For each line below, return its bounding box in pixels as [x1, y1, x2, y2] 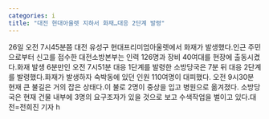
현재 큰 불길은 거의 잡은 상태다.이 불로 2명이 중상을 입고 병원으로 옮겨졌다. [8, 81, 239, 92]
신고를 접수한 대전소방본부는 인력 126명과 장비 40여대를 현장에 [35, 52, 233, 61]
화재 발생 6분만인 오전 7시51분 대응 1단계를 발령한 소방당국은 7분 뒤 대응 [16, 61, 243, 72]
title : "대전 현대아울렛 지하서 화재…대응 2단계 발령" [8, 19, 165, 27]
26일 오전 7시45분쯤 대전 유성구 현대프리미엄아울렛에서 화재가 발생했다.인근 [8, 42, 247, 52]
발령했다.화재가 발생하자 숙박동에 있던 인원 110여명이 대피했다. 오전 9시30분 [16, 72, 255, 81]
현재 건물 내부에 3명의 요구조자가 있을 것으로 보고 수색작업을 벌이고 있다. [22, 92, 251, 101]
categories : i [8, 11, 56, 20]
